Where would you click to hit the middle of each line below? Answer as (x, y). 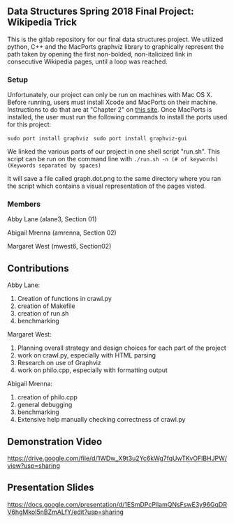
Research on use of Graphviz (59, 363)
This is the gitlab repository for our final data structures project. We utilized (115, 39)
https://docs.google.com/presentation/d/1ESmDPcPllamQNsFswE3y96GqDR (117, 504)
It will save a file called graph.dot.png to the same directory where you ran (114, 179)
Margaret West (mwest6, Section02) (59, 246)
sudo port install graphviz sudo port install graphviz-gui (97, 139)
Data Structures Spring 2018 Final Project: (101, 12)
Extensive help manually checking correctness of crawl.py (101, 420)
